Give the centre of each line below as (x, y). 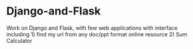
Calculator (19, 41)
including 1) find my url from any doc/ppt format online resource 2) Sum (97, 34)
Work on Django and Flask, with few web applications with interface (92, 28)
